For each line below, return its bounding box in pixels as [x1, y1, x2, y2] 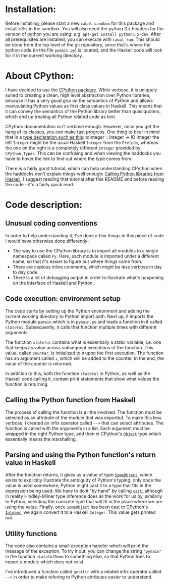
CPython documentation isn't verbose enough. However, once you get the [5, 123, 160, 129]
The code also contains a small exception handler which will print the [5, 543, 149, 549]
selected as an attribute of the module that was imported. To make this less [5, 414, 162, 420]
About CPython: [5, 70, 74, 82]
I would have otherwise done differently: [5, 238, 89, 244]
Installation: [5, 4, 57, 15]
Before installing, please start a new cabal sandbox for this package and [5, 20, 154, 26]
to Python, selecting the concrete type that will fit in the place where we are [5, 499, 162, 505]
